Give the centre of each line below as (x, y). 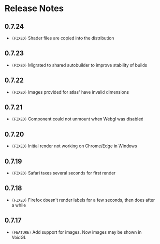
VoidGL (19, 237)
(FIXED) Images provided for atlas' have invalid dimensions (70, 92)
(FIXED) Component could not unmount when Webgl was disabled (77, 119)
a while (19, 205)
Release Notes (34, 9)
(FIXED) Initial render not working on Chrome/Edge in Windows (74, 146)
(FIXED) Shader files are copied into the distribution (63, 38)
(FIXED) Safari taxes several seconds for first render (63, 173)
